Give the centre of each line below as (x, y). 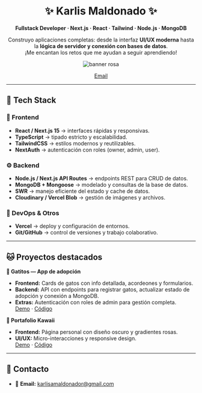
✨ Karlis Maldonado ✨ (101, 11)
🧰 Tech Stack (31, 100)
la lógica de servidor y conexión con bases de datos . (101, 46)
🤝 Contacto (28, 369)
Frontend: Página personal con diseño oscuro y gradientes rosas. (96, 332)
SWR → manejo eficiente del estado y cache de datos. (82, 191)
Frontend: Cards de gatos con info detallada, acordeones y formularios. (104, 283)
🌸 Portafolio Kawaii (31, 320)
